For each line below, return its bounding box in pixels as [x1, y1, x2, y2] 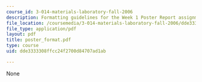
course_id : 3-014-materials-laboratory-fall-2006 [6, 8, 133, 15]
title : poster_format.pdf [6, 37, 71, 43]
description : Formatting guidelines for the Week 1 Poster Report [6, 14, 176, 20]
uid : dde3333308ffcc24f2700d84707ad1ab [6, 48, 106, 54]
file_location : [6, 20, 44, 26]
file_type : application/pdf [6, 25, 77, 32]
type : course [6, 43, 39, 49]
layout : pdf [6, 31, 36, 37]
